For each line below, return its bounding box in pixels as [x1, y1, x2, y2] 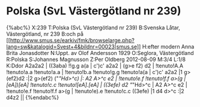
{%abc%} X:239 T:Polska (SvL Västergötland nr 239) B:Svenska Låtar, [6, 24, 180, 31]
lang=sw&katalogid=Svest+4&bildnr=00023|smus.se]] [6, 43, 141, 50]
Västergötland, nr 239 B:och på [6, 30, 84, 37]
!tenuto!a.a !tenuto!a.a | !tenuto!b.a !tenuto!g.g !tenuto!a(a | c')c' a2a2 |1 [6, 68, 183, 75]
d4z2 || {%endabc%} [6, 94, 59, 101]
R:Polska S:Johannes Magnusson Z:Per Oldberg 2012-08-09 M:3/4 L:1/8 [6, 56, 186, 63]
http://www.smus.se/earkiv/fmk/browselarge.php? [10, 36, 135, 44]
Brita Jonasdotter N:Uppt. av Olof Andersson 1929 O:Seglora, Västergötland [6, 49, 194, 56]
